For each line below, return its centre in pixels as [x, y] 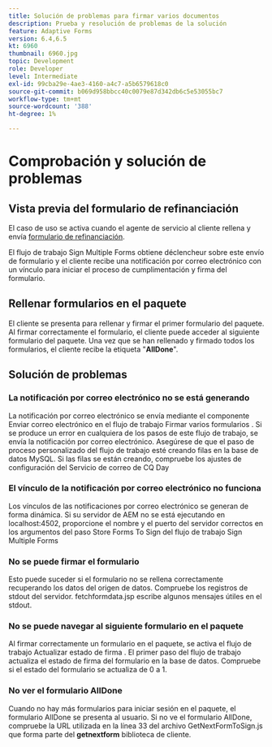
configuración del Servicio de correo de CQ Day [89, 467]
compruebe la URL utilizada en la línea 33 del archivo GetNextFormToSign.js [136, 725]
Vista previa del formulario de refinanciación [124, 208]
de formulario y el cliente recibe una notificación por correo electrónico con [135, 261]
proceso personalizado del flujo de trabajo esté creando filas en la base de [134, 450]
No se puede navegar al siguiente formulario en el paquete [126, 626]
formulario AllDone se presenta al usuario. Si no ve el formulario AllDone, [130, 717]
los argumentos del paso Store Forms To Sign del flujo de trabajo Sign [125, 532]
